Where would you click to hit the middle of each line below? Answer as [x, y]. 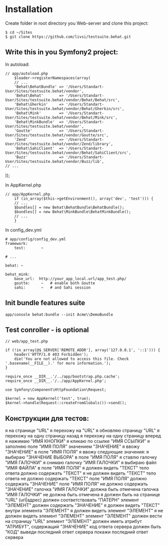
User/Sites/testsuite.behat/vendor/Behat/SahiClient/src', [68, 153]
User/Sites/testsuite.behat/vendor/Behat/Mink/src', [61, 117]
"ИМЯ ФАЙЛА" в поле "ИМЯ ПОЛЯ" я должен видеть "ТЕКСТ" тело [77, 468]
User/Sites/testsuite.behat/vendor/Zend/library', [59, 144]
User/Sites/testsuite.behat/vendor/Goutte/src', [57, 135]
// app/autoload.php [27, 73]
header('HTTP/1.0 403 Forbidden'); [51, 355]
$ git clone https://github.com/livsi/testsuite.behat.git [68, 37]
